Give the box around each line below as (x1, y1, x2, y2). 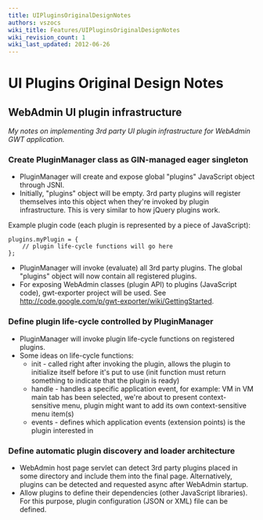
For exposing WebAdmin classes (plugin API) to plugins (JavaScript (19, 280, 237, 289)
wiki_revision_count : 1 (8, 33, 86, 42)
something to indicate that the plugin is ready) (31, 376, 180, 385)
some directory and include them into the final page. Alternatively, (19, 471, 232, 481)
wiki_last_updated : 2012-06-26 (8, 41, 110, 49)
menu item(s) (31, 409, 74, 418)
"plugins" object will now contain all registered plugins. (19, 271, 197, 281)
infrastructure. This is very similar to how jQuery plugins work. (19, 205, 221, 215)
